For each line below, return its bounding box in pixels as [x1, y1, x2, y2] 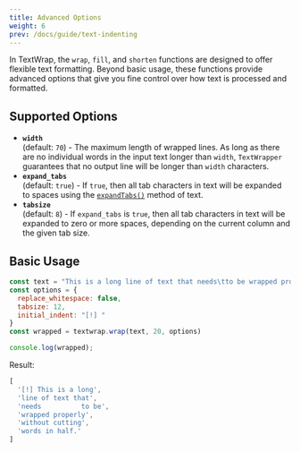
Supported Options [9, 108, 118, 124]
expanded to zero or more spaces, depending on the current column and [21, 218, 291, 229]
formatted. [9, 82, 48, 94]
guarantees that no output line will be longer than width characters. [21, 161, 270, 172]
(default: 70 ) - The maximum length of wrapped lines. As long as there [21, 142, 280, 153]
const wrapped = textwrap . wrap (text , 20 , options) [9, 328, 202, 337]
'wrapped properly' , [17, 410, 94, 419]
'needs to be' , [17, 402, 110, 411]
